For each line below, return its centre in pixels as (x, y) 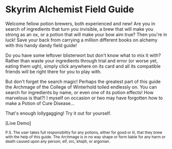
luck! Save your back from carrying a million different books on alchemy (81, 40)
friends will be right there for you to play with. (53, 71)
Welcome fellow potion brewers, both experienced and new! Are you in (80, 24)
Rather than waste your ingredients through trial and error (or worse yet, (82, 60)
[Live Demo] (18, 123)
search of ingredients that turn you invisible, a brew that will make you (79, 29)
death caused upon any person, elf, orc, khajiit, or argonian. (58, 141)
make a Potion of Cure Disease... (40, 103)
